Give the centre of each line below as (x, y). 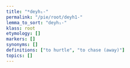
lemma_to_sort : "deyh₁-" (36, 22)
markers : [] (21, 39)
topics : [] (19, 56)
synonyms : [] (22, 45)
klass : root (21, 28)
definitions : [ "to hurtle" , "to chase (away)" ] (66, 50)
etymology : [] (24, 34)
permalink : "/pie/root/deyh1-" (44, 17)
